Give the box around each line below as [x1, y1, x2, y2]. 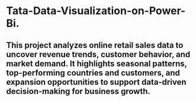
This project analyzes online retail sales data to [6, 40, 184, 50]
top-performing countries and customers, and [6, 68, 181, 78]
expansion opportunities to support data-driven [6, 77, 187, 87]
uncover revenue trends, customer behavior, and [6, 49, 191, 60]
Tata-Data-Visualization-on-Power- [6, 4, 186, 18]
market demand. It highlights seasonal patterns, [6, 58, 188, 68]
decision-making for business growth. [6, 86, 151, 96]
